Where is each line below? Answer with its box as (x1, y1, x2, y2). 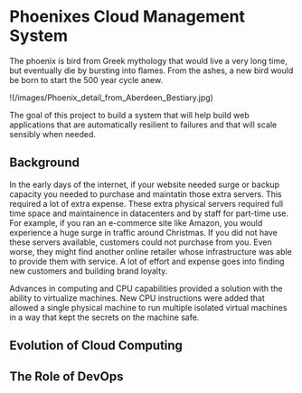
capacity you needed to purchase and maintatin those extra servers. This (9, 188, 282, 200)
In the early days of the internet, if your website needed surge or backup (9, 179, 280, 190)
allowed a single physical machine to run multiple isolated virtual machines (9, 302, 288, 313)
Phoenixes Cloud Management (9, 6, 246, 27)
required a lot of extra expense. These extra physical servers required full (9, 198, 283, 209)
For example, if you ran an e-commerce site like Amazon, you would (9, 217, 263, 228)
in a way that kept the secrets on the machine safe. (9, 312, 200, 323)
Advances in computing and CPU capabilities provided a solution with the (9, 283, 283, 294)
